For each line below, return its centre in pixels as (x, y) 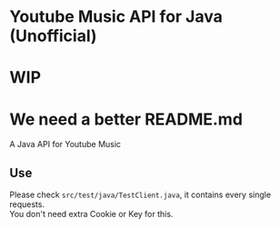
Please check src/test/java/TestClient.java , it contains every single (140, 195)
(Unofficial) (53, 36)
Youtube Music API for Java (116, 17)
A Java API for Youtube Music (65, 144)
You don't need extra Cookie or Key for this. (91, 214)
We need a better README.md (126, 119)
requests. (27, 204)
